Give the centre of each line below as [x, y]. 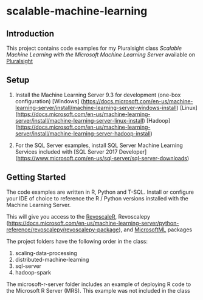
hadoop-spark [33, 272]
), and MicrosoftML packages [155, 230]
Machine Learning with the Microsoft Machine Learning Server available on [101, 55]
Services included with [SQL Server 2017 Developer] [81, 152]
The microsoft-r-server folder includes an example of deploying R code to [99, 284]
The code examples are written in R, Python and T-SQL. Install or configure [100, 192]
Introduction [30, 34]
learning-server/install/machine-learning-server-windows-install [96, 107]
